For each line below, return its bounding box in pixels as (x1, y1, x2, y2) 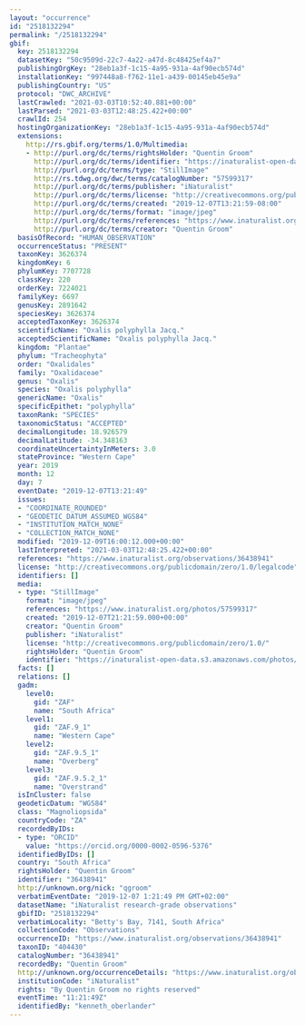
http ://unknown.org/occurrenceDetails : (17, 968, 169, 977)
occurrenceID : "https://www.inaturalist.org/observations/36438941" (17, 934, 282, 943)
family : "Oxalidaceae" (17, 368, 103, 377)
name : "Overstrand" (33, 782, 107, 791)
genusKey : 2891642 (17, 301, 88, 310)
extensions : (17, 132, 64, 141)
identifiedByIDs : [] (17, 850, 95, 859)
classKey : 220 (17, 275, 71, 284)
